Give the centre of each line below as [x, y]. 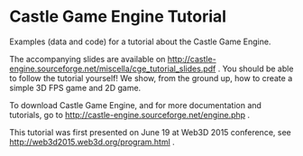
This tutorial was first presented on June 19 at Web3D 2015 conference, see [150, 132]
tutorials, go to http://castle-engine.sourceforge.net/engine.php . [130, 115]
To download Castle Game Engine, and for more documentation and [135, 105]
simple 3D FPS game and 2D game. [75, 87]
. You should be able [256, 69]
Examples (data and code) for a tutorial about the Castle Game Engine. [140, 41]
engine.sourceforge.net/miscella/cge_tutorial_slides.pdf [113, 69]
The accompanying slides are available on [87, 59]
